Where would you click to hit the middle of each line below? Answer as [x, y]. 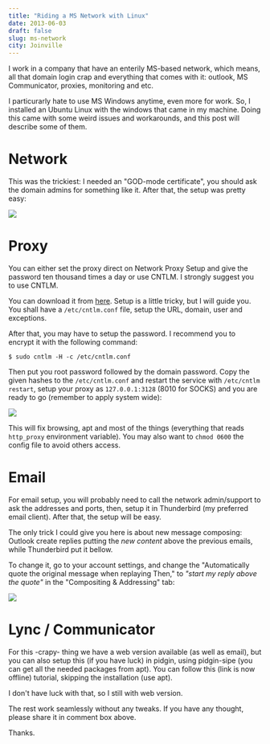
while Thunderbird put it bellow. [61, 549]
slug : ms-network [37, 38]
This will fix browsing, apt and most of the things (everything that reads [127, 428]
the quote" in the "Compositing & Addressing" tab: [92, 582]
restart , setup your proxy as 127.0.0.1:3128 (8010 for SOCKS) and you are [133, 389]
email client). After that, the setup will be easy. [85, 517]
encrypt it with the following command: [73, 342]
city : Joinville [35, 46]
